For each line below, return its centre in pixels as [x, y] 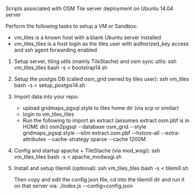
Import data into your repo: [46, 97]
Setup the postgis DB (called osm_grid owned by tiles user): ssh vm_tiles [102, 79]
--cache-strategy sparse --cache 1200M [96, 139]
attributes [34, 139]
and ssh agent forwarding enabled [55, 50]
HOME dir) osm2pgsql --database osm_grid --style [84, 127]
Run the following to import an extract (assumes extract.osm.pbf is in [106, 120]
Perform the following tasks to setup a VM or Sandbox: [72, 26]
